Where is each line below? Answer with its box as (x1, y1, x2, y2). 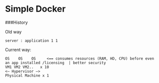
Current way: (5, 47, 31, 52)
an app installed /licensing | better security (5, 60, 106, 65)
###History (5, 19, 28, 25)
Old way (5, 29, 22, 34)
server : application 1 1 (5, 38, 58, 43)
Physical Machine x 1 (5, 73, 49, 78)
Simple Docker (5, 3, 66, 15)
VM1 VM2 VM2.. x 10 (5, 65, 49, 69)
